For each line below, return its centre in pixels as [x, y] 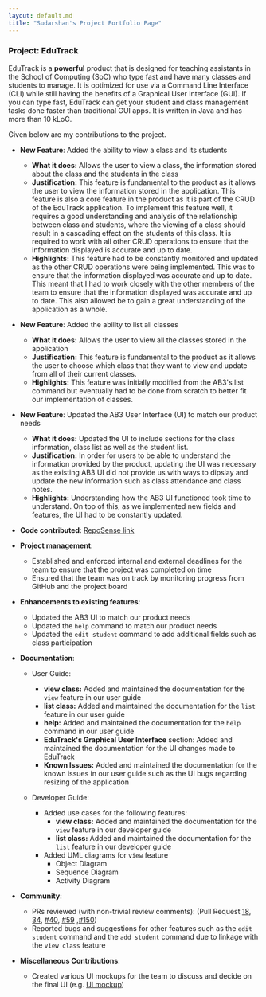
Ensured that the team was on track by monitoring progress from [138, 577]
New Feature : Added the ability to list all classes [99, 324]
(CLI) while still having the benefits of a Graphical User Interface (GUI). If [127, 93]
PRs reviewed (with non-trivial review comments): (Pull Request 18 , [141, 911]
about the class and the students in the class [105, 174]
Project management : [56, 545]
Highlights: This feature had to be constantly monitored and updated [145, 258]
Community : [41, 896]
